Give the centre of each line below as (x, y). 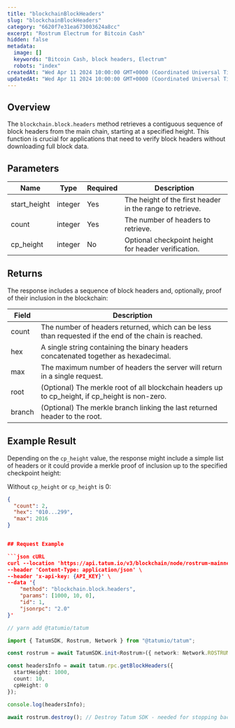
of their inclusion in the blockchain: (58, 297)
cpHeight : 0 (31, 685)
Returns (25, 274)
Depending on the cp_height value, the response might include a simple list (115, 458)
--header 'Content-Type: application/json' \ (74, 570)
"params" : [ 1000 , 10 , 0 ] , (58, 596)
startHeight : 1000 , (42, 673)
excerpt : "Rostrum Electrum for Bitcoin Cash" (76, 33)
